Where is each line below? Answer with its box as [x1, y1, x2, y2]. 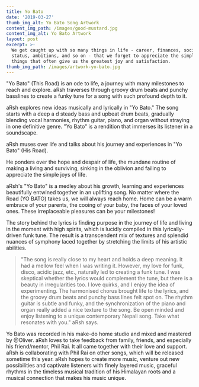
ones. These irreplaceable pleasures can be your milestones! [6, 208, 155, 215]
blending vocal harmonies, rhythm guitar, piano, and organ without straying [6, 117, 190, 124]
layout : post [6, 36, 38, 42]
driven [6, 232, 22, 239]
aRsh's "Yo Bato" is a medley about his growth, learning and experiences [6, 183, 184, 190]
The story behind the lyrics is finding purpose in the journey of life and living [6, 219, 192, 226]
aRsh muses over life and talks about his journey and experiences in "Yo [6, 140, 182, 148]
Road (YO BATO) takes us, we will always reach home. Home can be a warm [6, 195, 192, 202]
